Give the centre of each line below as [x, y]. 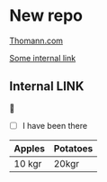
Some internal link [43, 58]
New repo [46, 16]
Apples [29, 148]
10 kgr [28, 163]
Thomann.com [36, 41]
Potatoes [73, 148]
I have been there [55, 125]
